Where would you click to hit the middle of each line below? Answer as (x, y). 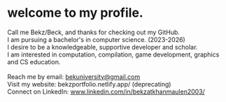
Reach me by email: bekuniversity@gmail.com (74, 76)
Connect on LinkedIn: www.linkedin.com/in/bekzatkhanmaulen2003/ (106, 92)
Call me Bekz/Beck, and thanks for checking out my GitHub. (94, 32)
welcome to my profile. (75, 13)
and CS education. (34, 61)
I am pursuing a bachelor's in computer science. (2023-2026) (96, 39)
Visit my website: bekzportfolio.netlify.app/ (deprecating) (89, 84)
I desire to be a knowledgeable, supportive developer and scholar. (103, 47)
